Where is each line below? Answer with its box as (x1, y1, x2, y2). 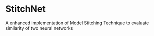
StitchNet (5, 3, 46, 15)
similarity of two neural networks (5, 25, 73, 31)
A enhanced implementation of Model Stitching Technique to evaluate (5, 20, 149, 26)
